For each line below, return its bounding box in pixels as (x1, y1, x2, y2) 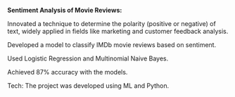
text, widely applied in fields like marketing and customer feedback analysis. (7, 27, 229, 35)
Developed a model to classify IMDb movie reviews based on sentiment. (7, 41, 217, 48)
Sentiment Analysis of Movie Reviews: (7, 6, 122, 14)
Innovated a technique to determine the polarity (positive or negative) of (7, 20, 216, 27)
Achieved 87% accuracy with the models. (7, 68, 128, 76)
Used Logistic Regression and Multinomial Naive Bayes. (7, 54, 169, 63)
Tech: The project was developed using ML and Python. (7, 82, 170, 90)
